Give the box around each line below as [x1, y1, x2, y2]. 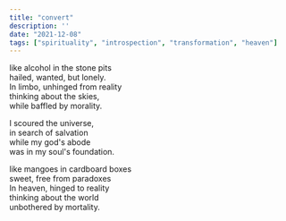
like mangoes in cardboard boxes [9, 164, 132, 174]
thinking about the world [9, 192, 100, 203]
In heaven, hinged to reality [9, 183, 110, 193]
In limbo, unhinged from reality [9, 81, 122, 92]
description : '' [9, 21, 70, 30]
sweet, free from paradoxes [9, 174, 112, 184]
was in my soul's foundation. [9, 147, 114, 157]
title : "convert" [9, 13, 74, 22]
